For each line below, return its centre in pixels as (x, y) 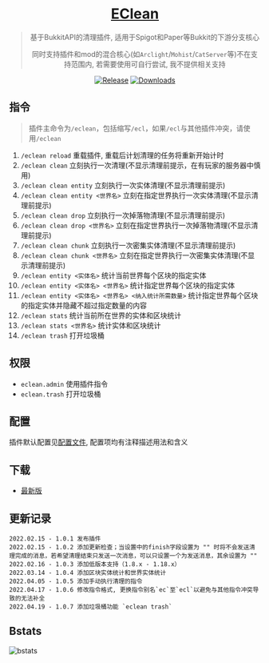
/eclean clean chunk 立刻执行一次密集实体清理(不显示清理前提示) (128, 245)
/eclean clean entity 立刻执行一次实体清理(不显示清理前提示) (123, 185)
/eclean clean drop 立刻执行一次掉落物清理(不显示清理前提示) (123, 215)
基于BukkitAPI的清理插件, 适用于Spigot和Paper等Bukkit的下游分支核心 (145, 37)
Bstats (26, 631)
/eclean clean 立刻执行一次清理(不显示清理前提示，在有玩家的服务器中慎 (140, 165)
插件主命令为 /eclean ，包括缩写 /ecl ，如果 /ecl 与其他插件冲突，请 (136, 128)
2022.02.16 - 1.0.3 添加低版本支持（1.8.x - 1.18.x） (95, 565)
